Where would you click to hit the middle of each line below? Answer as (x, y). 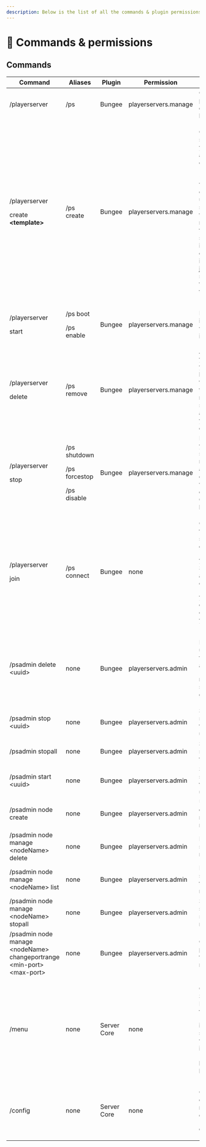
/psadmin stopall (33, 751)
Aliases (80, 82)
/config (20, 1110)
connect (78, 575)
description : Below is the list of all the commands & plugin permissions (104, 12)
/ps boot (78, 314)
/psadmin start (30, 776)
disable (76, 498)
